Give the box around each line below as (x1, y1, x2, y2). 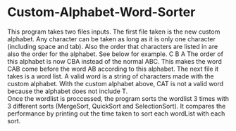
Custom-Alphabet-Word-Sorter (7, 4, 196, 20)
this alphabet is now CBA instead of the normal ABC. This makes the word (7, 57, 222, 65)
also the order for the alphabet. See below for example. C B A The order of (7, 50, 224, 58)
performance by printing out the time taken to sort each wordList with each (7, 109, 225, 118)
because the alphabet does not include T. (7, 87, 128, 95)
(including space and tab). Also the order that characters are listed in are (7, 42, 218, 50)
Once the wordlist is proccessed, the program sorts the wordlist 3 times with (7, 94, 230, 102)
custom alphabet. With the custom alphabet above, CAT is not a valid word (7, 79, 224, 88)
